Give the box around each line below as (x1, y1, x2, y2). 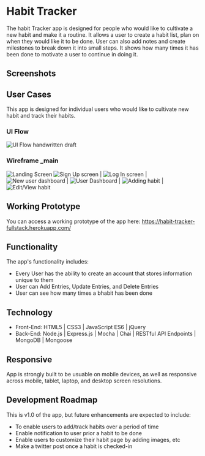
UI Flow (6, 127, 29, 136)
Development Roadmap (6, 395, 98, 405)
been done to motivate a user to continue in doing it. (6, 50, 138, 58)
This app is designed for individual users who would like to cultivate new (6, 105, 190, 113)
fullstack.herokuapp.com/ (6, 224, 72, 231)
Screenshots (6, 69, 56, 79)
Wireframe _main (6, 156, 59, 165)
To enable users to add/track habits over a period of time (15, 423, 159, 430)
